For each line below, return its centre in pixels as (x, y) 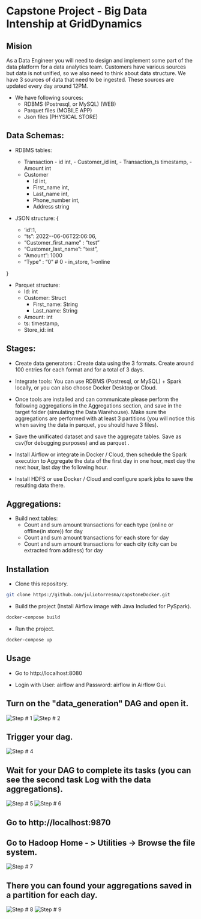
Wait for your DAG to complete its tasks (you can (99, 770)
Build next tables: (36, 519)
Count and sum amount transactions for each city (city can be (100, 544)
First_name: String (55, 304)
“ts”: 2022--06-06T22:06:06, (60, 236)
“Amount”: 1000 (43, 255)
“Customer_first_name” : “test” (62, 242)
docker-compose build (33, 617)
